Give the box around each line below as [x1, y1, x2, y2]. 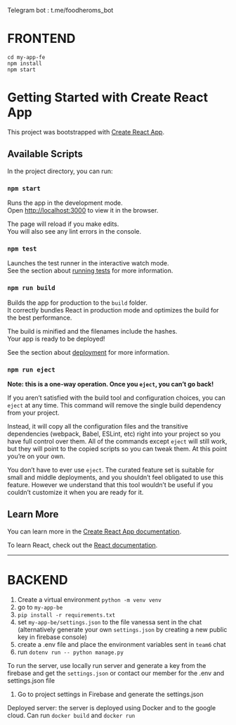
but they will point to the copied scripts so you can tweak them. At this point [7, 444, 227, 453]
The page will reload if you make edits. [7, 220, 119, 228]
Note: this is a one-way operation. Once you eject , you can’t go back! [7, 379, 214, 388]
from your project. [7, 408, 60, 417]
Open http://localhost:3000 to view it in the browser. [7, 206, 159, 214]
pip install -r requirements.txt [17, 612, 116, 619]
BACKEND [7, 572, 68, 588]
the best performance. [7, 313, 72, 322]
